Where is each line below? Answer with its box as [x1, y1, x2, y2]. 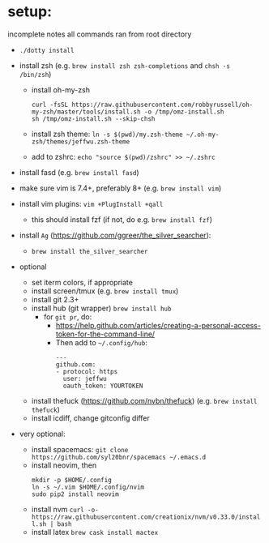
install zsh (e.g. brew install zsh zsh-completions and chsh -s [19, 60, 230, 71]
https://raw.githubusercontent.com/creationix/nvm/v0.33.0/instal [31, 513, 261, 521]
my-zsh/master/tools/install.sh [31, 108, 141, 116]
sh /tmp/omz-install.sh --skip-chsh [31, 114, 156, 123]
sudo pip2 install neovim [31, 490, 119, 498]
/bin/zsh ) [19, 69, 52, 79]
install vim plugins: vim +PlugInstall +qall [19, 199, 164, 208]
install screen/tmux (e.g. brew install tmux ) [31, 286, 179, 296]
